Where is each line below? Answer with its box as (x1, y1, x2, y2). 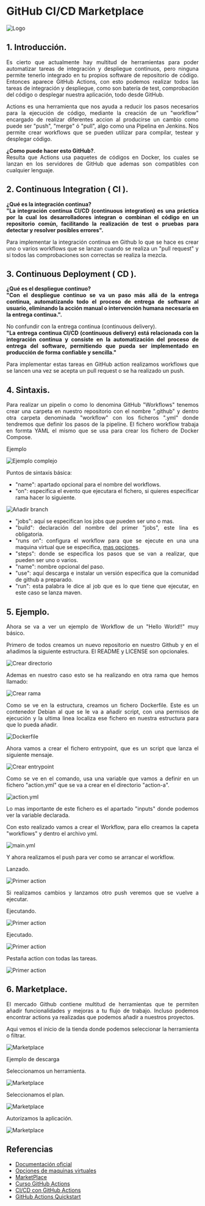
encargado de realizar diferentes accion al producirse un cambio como (6, 115, 199, 123)
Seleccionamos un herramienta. (6, 1067, 87, 1075)
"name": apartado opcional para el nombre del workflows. (15, 481, 161, 488)
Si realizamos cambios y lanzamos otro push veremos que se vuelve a (6, 889, 199, 896)
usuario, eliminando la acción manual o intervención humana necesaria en (6, 304, 199, 312)
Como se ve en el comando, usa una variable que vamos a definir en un (6, 775, 199, 782)
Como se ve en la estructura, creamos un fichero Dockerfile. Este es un (6, 701, 199, 709)
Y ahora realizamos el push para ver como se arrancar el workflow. (6, 853, 175, 861)
